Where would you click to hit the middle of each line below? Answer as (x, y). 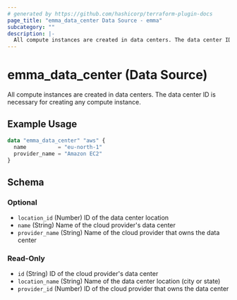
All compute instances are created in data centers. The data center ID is (112, 95)
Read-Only (26, 258)
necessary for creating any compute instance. (74, 102)
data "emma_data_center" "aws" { (56, 140)
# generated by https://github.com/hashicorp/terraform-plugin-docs (110, 14)
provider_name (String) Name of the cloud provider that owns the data (119, 233)
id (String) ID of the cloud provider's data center (88, 274)
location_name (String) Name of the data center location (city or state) (119, 281)
